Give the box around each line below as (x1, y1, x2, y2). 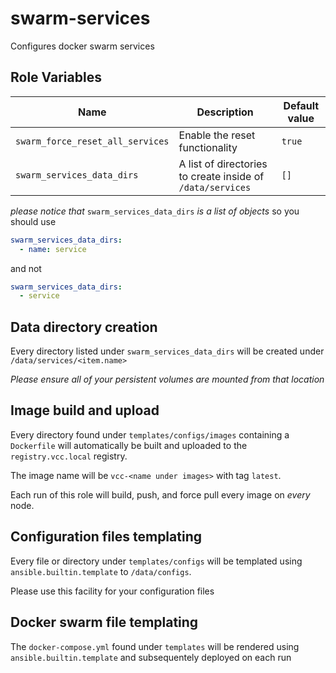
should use (10, 215, 57, 227)
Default (283, 98, 320, 112)
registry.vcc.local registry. (10, 450, 128, 462)
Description (196, 105, 254, 119)
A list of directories (178, 157, 268, 171)
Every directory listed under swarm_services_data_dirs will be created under (10, 345, 325, 357)
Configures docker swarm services (10, 40, 155, 52)
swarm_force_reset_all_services (15, 135, 170, 147)
